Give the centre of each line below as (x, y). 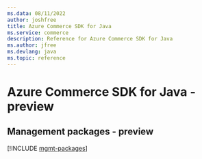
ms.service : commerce (38, 33)
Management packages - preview (80, 132)
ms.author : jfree (32, 45)
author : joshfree (32, 20)
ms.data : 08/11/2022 (37, 13)
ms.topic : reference (37, 58)
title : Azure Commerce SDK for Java (59, 26)
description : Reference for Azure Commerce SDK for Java (90, 39)
